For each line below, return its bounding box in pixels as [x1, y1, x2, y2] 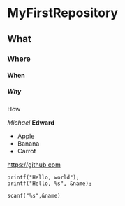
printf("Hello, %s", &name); [7, 180, 92, 187]
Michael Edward [7, 118, 54, 127]
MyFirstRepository [7, 5, 119, 21]
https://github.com [7, 160, 61, 169]
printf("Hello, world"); [7, 174, 80, 181]
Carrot [17, 147, 36, 156]
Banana [17, 139, 40, 148]
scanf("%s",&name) [7, 193, 61, 200]
